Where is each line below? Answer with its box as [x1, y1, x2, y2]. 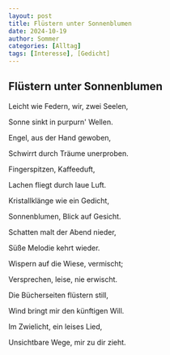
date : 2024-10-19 [8, 27, 67, 35]
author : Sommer [8, 34, 60, 43]
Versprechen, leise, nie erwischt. [8, 274, 118, 284]
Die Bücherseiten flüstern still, [8, 290, 109, 300]
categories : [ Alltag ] [8, 42, 82, 50]
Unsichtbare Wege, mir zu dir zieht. [8, 337, 127, 347]
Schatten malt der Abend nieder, [8, 227, 117, 236]
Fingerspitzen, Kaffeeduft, [8, 164, 96, 174]
